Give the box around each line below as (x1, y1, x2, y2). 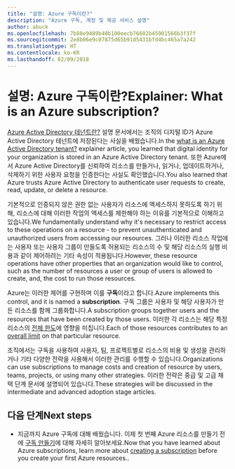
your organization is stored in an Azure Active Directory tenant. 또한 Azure (7, 152, 221, 161)
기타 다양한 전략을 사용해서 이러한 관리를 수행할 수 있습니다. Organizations (20, 355, 223, 363)
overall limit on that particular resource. (7, 331, 121, 340)
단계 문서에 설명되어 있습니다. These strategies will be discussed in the (14, 379, 213, 388)
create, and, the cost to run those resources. (7, 274, 136, 283)
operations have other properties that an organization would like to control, (7, 259, 224, 267)
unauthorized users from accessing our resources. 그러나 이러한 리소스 (7, 233, 210, 242)
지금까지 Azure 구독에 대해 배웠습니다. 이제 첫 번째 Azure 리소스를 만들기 (17, 429, 218, 438)
